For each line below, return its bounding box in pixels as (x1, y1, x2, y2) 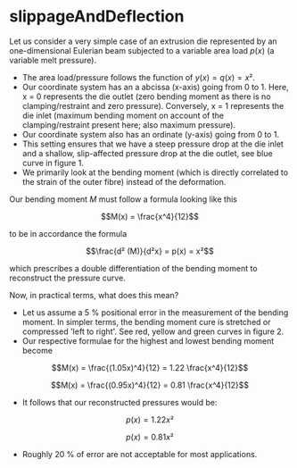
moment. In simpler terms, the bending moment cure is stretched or (21, 316, 271, 327)
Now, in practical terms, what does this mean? (9, 289, 179, 300)
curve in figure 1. (21, 157, 85, 168)
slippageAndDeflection (9, 6, 185, 27)
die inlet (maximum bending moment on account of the (21, 110, 225, 121)
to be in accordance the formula (9, 228, 128, 238)
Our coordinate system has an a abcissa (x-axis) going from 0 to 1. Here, (21, 81, 289, 92)
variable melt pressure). (9, 54, 96, 65)
